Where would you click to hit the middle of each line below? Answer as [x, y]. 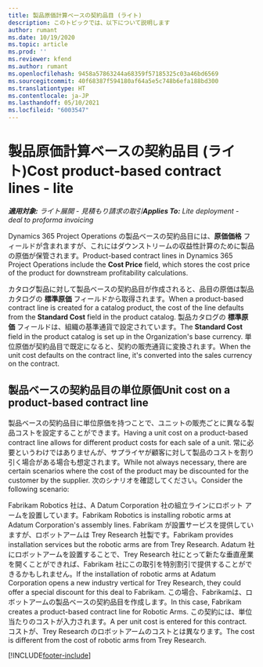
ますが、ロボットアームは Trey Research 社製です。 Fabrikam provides [121, 534]
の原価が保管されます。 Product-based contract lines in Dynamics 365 [121, 255]
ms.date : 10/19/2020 [42, 37]
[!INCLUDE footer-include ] [50, 655]
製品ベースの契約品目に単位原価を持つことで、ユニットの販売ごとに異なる [128, 423]
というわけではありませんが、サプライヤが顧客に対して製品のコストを [128, 452]
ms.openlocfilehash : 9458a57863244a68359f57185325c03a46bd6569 [113, 74]
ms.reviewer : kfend [40, 60]
